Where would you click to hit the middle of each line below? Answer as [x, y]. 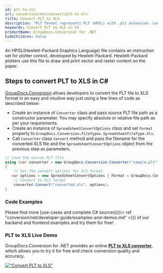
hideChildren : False [26, 37]
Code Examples [24, 202]
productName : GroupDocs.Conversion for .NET [51, 32]
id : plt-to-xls [20, 9]
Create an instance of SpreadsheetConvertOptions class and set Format [82, 128]
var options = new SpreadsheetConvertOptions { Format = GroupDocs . [82, 176]
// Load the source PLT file [34, 158]
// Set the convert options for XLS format [58, 171]
